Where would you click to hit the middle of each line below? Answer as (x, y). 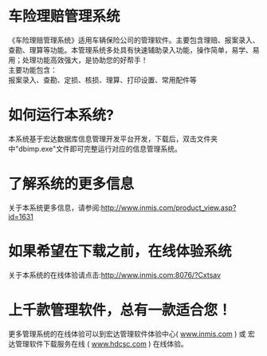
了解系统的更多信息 (71, 184)
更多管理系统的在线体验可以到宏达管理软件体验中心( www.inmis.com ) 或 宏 (132, 334)
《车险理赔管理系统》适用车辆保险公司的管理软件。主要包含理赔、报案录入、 (134, 40)
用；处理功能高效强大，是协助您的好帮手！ (78, 60)
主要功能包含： (33, 69)
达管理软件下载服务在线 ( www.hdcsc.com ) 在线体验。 (98, 343)
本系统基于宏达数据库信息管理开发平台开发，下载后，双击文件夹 (113, 138)
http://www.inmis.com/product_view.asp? (169, 208)
